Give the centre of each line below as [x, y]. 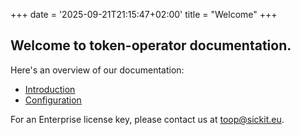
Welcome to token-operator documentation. [151, 45]
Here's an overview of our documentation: [97, 70]
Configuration [53, 100]
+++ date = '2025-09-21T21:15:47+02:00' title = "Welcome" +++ [144, 14]
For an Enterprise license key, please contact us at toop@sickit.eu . [147, 119]
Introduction [50, 89]
